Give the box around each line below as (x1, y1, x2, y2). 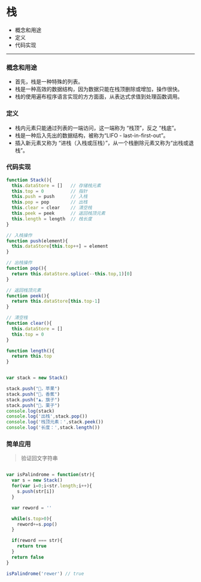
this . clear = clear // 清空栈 (11, 205, 93, 211)
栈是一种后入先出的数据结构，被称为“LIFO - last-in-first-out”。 (14, 132, 169, 139)
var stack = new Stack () (6, 375, 68, 381)
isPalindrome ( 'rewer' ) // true (6, 571, 84, 577)
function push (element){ (6, 237, 68, 244)
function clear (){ (6, 321, 52, 327)
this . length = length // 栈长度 (11, 216, 93, 222)
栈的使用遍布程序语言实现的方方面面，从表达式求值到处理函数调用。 (14, 93, 183, 100)
